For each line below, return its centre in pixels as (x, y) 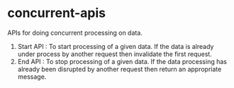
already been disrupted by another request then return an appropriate (119, 69)
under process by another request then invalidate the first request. (115, 54)
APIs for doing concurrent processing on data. (75, 33)
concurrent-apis (57, 13)
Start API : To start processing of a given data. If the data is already (116, 46)
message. (32, 77)
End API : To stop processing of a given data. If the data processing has (122, 61)
